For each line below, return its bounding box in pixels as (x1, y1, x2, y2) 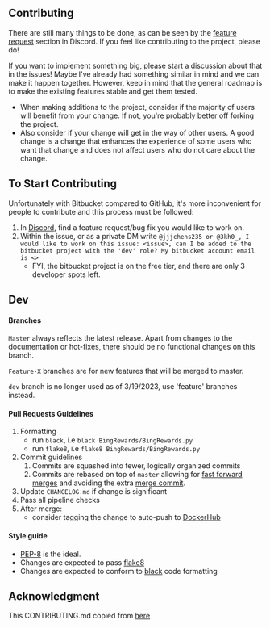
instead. (8, 391, 35, 400)
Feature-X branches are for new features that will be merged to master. (8, 366, 244, 376)
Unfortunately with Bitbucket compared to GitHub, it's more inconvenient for (8, 198, 262, 208)
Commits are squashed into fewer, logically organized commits (31, 461, 241, 471)
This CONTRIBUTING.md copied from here (8, 611, 151, 621)
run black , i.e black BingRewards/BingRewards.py (31, 435, 193, 445)
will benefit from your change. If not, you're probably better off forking (19, 111, 255, 120)
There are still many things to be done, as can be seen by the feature (8, 27, 237, 37)
